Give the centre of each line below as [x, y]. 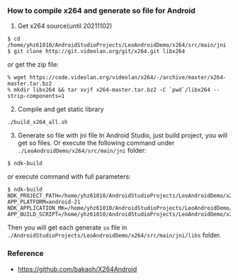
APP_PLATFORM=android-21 [44, 202]
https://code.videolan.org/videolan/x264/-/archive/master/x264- [128, 78]
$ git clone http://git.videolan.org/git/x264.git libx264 [96, 52]
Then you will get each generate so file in [67, 228]
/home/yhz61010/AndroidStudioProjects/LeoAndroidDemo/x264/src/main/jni [117, 45]
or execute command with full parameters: [69, 177]
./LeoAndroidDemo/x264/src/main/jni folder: [82, 150]
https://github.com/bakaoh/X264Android [77, 269]
